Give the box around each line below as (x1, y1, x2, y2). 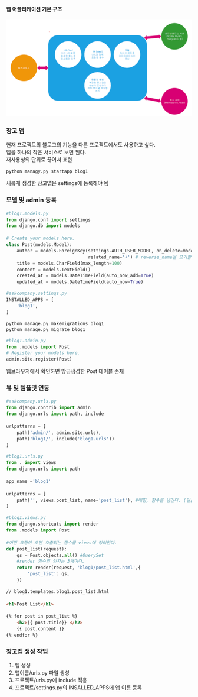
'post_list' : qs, (27, 571, 70, 577)
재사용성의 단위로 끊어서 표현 (6, 156, 72, 163)
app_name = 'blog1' (6, 478, 51, 484)
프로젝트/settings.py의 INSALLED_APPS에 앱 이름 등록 (14, 684, 143, 691)
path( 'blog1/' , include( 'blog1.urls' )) (16, 436, 115, 442)
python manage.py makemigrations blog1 (6, 320, 104, 326)
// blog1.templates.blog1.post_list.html (6, 588, 110, 594)
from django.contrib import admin (6, 405, 91, 411)
